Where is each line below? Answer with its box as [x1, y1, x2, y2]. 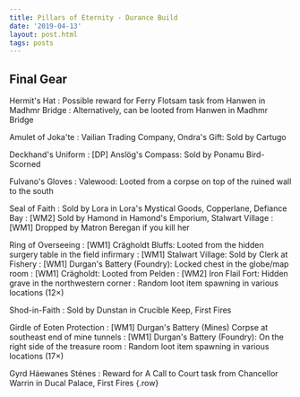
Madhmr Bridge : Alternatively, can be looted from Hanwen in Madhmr [9, 105, 269, 116]
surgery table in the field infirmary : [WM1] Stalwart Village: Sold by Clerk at [9, 249, 288, 260]
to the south [9, 186, 54, 197]
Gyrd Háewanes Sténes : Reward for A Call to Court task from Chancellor [9, 368, 279, 379]
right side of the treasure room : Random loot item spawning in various [9, 341, 270, 352]
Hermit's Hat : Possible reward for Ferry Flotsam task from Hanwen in [9, 95, 266, 106]
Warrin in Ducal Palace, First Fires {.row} [9, 378, 159, 389]
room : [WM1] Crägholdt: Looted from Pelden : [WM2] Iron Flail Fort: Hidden [9, 269, 288, 279]
